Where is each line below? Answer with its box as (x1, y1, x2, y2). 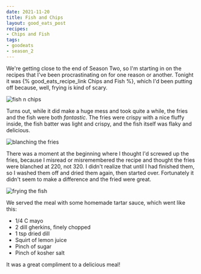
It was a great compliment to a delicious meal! (6, 261, 121, 268)
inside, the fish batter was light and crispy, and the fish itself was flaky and (6, 120, 192, 127)
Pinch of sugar (14, 243, 52, 250)
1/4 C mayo (14, 217, 43, 224)
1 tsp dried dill (14, 230, 50, 237)
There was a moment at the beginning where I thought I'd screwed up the (6, 150, 189, 157)
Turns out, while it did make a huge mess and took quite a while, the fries (6, 107, 188, 115)
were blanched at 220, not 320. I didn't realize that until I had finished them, (6, 162, 195, 170)
